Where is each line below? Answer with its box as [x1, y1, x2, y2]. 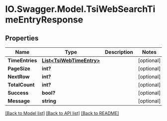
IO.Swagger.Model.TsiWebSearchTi [5, 3, 156, 15]
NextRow [7, 73, 30, 80]
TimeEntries [7, 57, 37, 64]
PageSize [7, 65, 31, 72]
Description [105, 49, 133, 55]
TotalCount [7, 81, 35, 88]
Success [7, 90, 29, 96]
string [42, 98, 56, 104]
